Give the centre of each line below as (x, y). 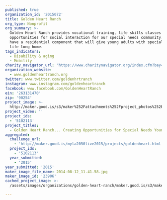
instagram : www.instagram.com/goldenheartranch (55, 84)
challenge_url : (25, 139)
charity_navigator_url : (30, 65)
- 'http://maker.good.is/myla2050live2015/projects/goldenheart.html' (89, 144)
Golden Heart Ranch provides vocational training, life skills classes (85, 33)
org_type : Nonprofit (27, 24)
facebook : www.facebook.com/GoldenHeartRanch (53, 88)
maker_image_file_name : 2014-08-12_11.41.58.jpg (56, 172)
